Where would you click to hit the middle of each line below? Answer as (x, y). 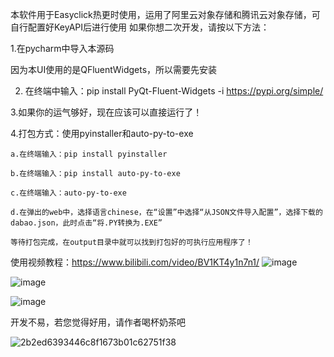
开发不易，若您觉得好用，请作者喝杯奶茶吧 (98, 322)
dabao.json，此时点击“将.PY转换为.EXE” (86, 223)
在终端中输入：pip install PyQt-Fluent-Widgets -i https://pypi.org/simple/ (174, 91)
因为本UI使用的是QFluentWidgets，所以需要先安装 (114, 69)
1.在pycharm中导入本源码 (62, 48)
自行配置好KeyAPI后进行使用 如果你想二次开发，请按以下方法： (140, 27)
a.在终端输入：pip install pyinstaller (89, 154)
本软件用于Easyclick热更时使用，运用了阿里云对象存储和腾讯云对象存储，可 (165, 14)
